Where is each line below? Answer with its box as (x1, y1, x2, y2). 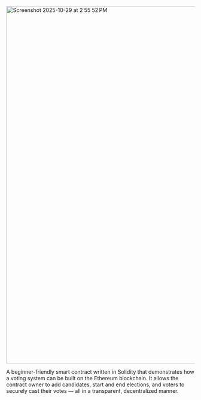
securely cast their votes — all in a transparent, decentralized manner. (6, 387, 179, 394)
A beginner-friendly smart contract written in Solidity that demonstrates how (6, 368, 194, 375)
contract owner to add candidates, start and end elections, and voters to (6, 381, 185, 388)
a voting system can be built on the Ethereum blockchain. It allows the (6, 375, 179, 381)
